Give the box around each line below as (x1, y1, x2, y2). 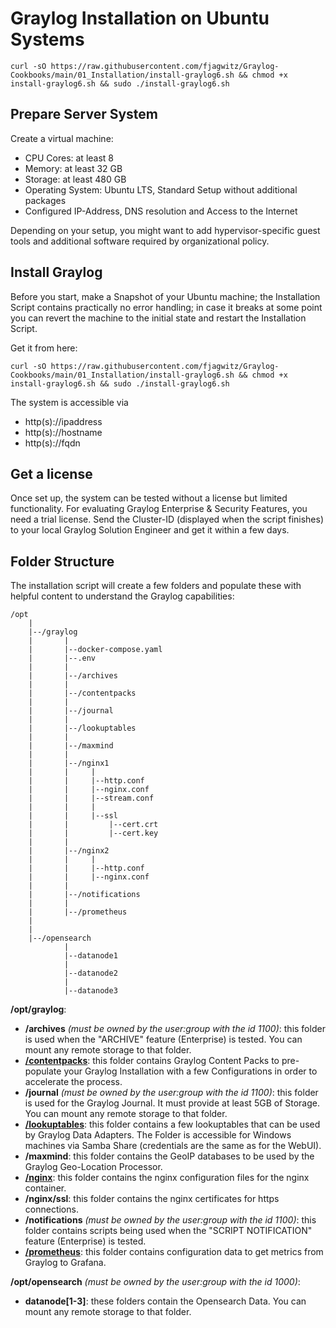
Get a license (10, 465, 93, 482)
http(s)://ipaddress (24, 415, 103, 427)
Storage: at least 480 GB (24, 173, 127, 185)
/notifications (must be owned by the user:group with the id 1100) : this (24, 1214, 317, 1226)
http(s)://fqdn (24, 437, 81, 449)
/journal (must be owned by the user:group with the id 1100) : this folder (24, 1087, 319, 1099)
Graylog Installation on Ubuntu (10, 7, 270, 30)
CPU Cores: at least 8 (24, 152, 114, 164)
